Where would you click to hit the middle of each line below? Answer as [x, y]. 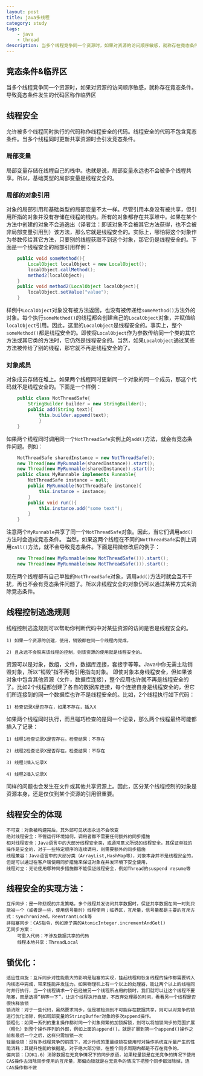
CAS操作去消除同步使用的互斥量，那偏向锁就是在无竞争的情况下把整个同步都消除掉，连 [98, 1062]
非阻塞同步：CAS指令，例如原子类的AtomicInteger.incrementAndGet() [86, 923]
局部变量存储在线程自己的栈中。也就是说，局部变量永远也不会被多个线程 [96, 170]
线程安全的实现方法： [46, 888]
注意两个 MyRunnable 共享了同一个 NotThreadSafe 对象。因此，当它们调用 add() [100, 532]
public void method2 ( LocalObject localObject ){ [78, 287]
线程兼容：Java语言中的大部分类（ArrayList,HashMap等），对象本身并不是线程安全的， [101, 855]
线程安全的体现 [34, 815]
